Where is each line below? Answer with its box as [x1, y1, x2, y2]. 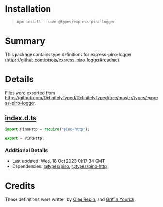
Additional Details [5, 147, 48, 154]
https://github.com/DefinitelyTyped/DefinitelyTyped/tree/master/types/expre [5, 95, 158, 100]
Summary [5, 35, 45, 47]
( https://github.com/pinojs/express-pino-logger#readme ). [5, 57, 121, 63]
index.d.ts [5, 114, 36, 122]
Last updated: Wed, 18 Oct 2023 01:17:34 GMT [12, 158, 105, 164]
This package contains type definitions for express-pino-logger [5, 51, 132, 57]
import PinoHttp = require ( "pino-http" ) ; [5, 127, 90, 132]
